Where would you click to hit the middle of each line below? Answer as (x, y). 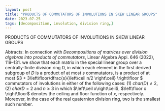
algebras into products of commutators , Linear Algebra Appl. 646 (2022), (80, 57)
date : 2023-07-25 (23, 19)
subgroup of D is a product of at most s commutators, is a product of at (78, 73)
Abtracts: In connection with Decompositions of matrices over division (76, 52)
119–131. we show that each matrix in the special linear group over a (73, 62)
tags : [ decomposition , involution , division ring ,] (59, 23)
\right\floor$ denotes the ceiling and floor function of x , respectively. (75, 94)
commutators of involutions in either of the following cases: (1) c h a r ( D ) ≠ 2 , (82, 83)
